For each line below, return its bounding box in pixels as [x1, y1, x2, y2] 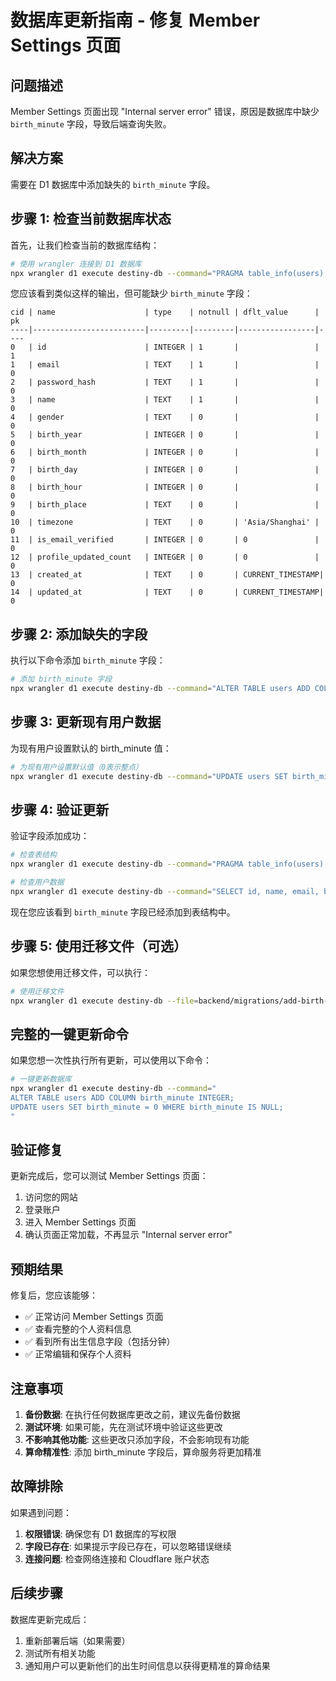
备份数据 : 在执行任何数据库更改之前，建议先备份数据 [24, 1409, 241, 1420]
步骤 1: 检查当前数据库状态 [10, 211, 172, 228]
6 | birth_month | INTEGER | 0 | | [10, 447, 320, 458]
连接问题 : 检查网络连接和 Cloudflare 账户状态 [24, 1552, 210, 1565]
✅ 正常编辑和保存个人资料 [24, 1348, 132, 1360]
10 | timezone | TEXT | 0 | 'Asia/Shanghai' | [10, 517, 320, 528]
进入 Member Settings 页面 [24, 1216, 137, 1228]
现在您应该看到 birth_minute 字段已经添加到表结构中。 [10, 906, 236, 918]
